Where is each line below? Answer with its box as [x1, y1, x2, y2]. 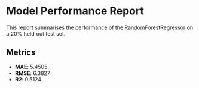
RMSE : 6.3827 [14, 70, 51, 77]
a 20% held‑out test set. [6, 30, 66, 37]
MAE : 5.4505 [14, 63, 48, 70]
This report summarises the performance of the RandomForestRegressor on [6, 24, 194, 31]
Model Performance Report [6, 4, 145, 18]
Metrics [6, 48, 36, 58]
